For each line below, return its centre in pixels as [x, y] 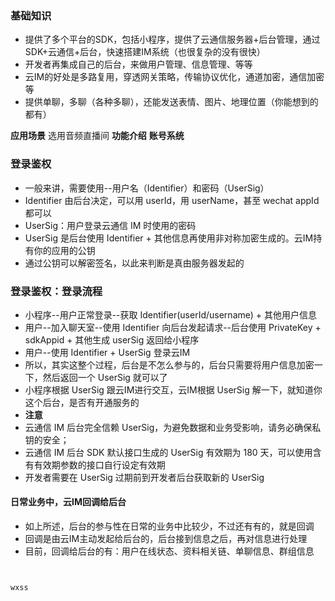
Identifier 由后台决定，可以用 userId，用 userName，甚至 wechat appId [172, 200]
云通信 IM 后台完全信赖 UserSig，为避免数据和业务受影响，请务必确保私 [173, 427]
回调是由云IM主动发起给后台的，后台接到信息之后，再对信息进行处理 [166, 539]
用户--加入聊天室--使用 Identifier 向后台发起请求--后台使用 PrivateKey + [173, 327]
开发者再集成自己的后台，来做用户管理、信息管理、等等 [138, 64]
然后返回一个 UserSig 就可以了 [105, 377]
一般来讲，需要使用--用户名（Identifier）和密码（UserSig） [147, 188]
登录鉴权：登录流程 [56, 291]
